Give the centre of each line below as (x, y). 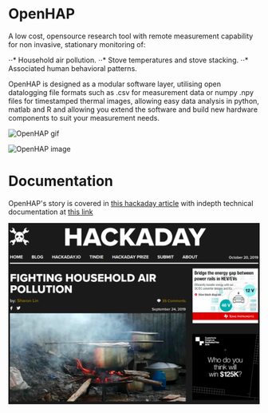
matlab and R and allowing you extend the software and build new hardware (133, 109)
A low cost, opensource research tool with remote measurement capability (131, 36)
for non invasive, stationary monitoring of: (77, 44)
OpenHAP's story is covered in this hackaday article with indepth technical (131, 203)
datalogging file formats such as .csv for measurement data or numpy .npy (131, 92)
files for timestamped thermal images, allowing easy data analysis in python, (134, 101)
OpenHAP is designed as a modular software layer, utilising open (115, 84)
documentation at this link (51, 212)
